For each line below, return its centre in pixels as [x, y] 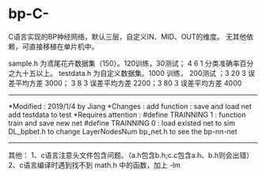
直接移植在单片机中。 [64, 46]
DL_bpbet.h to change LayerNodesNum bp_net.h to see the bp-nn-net [123, 131]
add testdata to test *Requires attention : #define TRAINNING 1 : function [127, 115]
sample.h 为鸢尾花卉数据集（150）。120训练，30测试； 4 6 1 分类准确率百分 [131, 63]
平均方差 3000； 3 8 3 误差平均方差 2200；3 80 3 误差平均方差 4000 [128, 83]
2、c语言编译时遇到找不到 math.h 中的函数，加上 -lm [94, 165]
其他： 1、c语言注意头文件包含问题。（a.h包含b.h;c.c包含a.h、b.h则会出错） [131, 155]
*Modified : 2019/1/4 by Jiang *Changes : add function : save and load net [130, 106]
